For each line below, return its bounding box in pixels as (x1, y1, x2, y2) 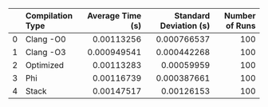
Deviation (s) (160, 20, 211, 31)
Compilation (25, 10, 73, 21)
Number (224, 10, 256, 21)
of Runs (226, 20, 256, 31)
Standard (174, 10, 211, 21)
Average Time (87, 10, 142, 21)
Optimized (25, 60, 65, 70)
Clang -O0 (25, 34, 66, 45)
